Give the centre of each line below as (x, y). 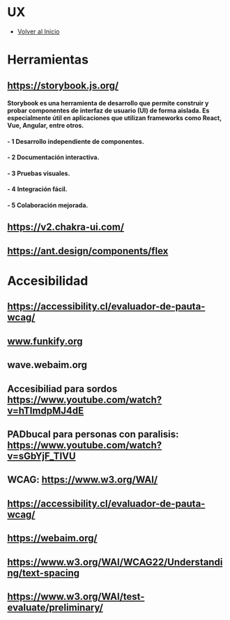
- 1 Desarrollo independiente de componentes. (76, 141)
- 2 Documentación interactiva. (53, 157)
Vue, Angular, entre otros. (46, 126)
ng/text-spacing (44, 573)
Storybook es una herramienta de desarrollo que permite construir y (108, 103)
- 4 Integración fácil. (37, 189)
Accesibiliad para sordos (62, 389)
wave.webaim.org (47, 365)
